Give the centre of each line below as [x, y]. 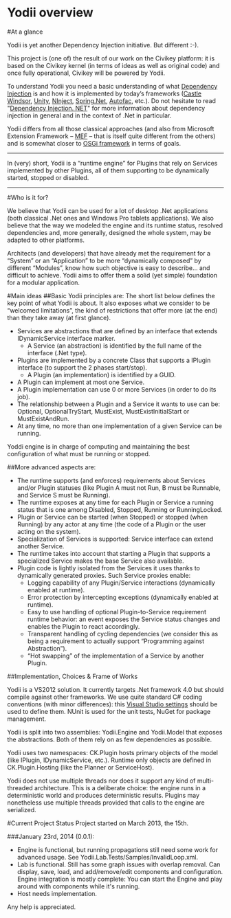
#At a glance [25, 32]
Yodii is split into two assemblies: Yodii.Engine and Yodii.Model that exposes [115, 732]
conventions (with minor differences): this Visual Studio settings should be [112, 704]
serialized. [22, 809]
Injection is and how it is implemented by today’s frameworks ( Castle [104, 93]
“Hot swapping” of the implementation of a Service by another [115, 656]
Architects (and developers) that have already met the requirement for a [109, 253]
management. [27, 719]
